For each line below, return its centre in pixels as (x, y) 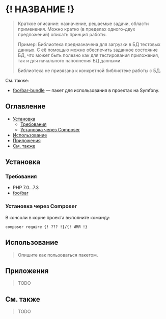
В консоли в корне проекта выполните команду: (58, 217)
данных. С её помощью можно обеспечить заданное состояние (88, 50)
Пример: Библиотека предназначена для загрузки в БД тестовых (89, 44)
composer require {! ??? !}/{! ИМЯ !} (46, 227)
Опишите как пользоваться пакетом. (58, 255)
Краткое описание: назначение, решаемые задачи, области (83, 24)
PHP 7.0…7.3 (26, 188)
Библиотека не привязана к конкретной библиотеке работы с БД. (89, 71)
